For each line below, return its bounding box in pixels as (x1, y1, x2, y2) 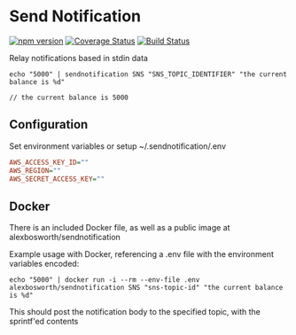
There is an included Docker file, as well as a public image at (9, 222, 230, 233)
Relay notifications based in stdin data (9, 52, 149, 63)
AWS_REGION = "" (9, 166, 62, 175)
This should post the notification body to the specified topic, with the (9, 307, 261, 317)
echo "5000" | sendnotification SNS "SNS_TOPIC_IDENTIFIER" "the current (9, 69, 288, 79)
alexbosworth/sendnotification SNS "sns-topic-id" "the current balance (9, 284, 284, 292)
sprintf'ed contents (9, 316, 79, 327)
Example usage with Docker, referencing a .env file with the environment (9, 249, 275, 260)
